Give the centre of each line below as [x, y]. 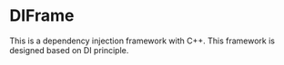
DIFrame [42, 16]
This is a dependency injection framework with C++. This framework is [142, 41]
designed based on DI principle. [69, 50]
